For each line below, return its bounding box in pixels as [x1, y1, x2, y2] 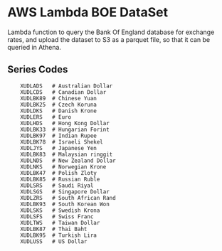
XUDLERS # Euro [20, 113, 72, 121]
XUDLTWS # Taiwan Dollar [20, 219, 100, 226]
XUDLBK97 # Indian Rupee [20, 132, 97, 139]
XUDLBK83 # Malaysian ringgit [20, 151, 113, 158]
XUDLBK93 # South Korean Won [20, 201, 110, 208]
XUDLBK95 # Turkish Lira [20, 232, 97, 239]
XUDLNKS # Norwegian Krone [20, 163, 107, 171]
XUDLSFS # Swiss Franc [20, 213, 94, 220]
